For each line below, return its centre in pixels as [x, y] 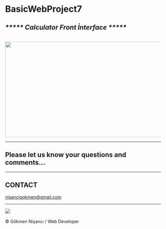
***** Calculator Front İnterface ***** [66, 27]
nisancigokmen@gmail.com [33, 197]
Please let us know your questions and [66, 155]
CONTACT [21, 185]
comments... [25, 163]
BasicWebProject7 [44, 9]
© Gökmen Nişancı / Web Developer [42, 221]
